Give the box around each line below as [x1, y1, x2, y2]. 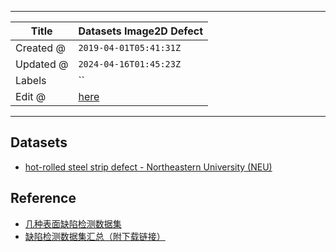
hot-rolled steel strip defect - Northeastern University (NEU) [24, 161, 273, 173]
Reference [10, 190, 77, 207]
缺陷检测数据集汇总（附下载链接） [24, 230, 166, 242]
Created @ [15, 41, 66, 55]
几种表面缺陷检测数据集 [24, 217, 122, 230]
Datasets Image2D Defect [78, 24, 204, 38]
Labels [15, 74, 47, 87]
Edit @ [15, 90, 47, 103]
